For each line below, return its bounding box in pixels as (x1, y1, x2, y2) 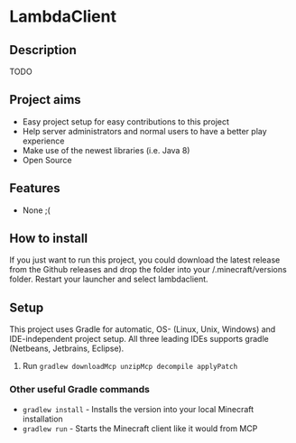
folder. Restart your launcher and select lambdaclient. (9, 273, 209, 285)
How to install (9, 231, 88, 246)
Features (9, 180, 60, 196)
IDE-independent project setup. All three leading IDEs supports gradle (9, 334, 269, 345)
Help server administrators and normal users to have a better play (22, 125, 268, 136)
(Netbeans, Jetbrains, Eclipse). (9, 343, 125, 354)
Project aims (9, 92, 81, 107)
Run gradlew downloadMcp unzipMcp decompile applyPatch (22, 361, 238, 372)
